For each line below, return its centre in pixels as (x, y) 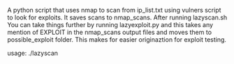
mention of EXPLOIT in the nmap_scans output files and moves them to (109, 32)
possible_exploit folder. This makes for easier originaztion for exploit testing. (117, 40)
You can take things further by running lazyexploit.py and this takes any (110, 25)
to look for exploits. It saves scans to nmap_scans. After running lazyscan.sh (117, 17)
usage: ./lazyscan (32, 53)
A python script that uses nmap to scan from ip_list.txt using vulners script (114, 10)
